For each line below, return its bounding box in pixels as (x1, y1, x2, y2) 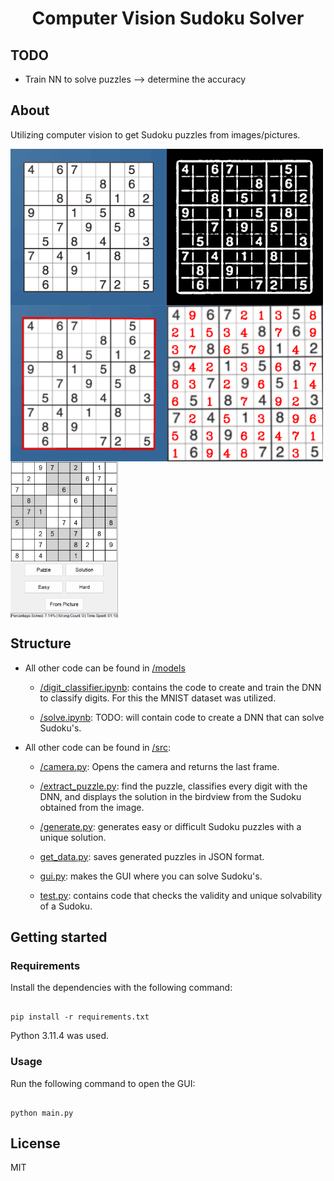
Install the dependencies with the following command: (10, 982, 233, 994)
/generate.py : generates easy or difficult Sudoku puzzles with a (39, 820, 302, 832)
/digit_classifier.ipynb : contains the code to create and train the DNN (39, 681, 322, 693)
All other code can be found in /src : (24, 741, 172, 753)
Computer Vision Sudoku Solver (31, 7, 305, 30)
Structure (10, 635, 72, 652)
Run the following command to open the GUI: (10, 1077, 196, 1089)
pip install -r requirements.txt (10, 1012, 150, 1022)
